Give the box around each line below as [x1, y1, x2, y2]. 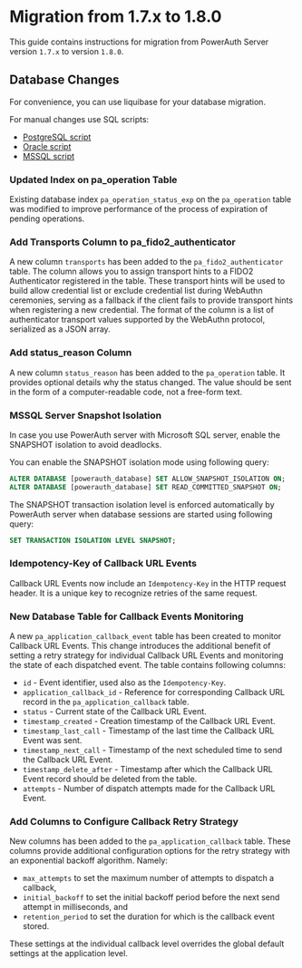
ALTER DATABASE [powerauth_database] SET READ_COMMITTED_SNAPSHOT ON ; [9, 482, 282, 491]
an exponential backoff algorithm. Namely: [9, 855, 168, 866]
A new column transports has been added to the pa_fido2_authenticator [9, 257, 284, 267]
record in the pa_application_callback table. [22, 696, 190, 708]
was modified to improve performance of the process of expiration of [9, 204, 268, 215]
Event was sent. [22, 735, 83, 746]
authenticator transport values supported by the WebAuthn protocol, [9, 315, 266, 325]
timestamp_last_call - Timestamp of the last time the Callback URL [22, 725, 275, 736]
